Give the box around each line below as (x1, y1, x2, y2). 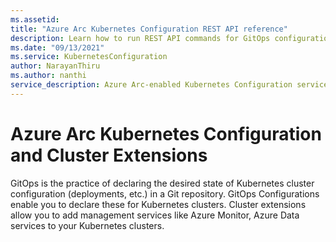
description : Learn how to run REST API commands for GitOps (10, 33, 271, 43)
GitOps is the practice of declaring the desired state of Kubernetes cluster (10, 177, 315, 189)
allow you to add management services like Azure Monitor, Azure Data (10, 209, 300, 221)
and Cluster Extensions (10, 144, 208, 166)
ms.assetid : (10, 14, 60, 25)
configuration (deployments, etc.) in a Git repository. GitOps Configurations (10, 187, 320, 200)
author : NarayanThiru (10, 61, 101, 71)
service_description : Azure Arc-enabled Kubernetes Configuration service (10, 80, 329, 90)
